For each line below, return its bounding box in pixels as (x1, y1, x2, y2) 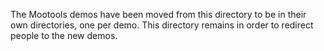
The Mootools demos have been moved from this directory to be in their (10, 9, 307, 20)
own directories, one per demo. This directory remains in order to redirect (10, 19, 314, 31)
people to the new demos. (10, 30, 118, 41)
